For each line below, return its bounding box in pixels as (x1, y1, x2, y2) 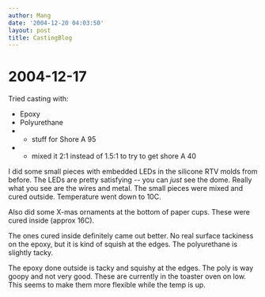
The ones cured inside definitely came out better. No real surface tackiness (8, 231, 254, 241)
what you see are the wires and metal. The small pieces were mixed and (8, 184, 244, 193)
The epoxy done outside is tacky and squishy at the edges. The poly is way (8, 263, 254, 273)
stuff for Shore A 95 (31, 135, 97, 144)
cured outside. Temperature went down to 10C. (8, 192, 161, 202)
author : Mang (8, 11, 51, 20)
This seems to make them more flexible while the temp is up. (8, 280, 206, 290)
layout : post (8, 26, 51, 34)
